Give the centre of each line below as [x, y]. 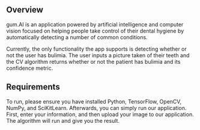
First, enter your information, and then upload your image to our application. [100, 114]
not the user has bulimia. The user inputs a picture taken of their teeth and [98, 55]
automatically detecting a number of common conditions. [77, 37]
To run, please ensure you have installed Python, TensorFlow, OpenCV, [94, 101]
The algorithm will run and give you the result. [63, 120]
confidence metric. [30, 68]
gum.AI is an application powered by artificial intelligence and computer [95, 24]
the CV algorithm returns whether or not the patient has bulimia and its [93, 61]
